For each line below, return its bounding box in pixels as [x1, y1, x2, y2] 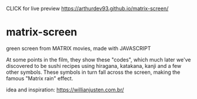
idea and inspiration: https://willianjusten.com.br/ [6, 86, 124, 93]
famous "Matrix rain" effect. [6, 74, 73, 81]
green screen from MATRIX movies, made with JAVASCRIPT [6, 45, 151, 52]
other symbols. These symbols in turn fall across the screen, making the [6, 69, 181, 76]
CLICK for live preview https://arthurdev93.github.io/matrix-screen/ [6, 5, 169, 12]
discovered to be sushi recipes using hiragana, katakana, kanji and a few [6, 62, 182, 69]
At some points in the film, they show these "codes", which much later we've [6, 56, 191, 63]
